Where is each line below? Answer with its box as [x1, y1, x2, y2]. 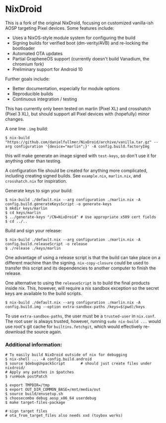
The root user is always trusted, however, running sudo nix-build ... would [5, 318, 161, 324]
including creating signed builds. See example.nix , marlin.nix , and [5, 172, 141, 179]
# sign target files [5, 409, 48, 414]
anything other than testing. [5, 158, 62, 164]
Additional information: [5, 341, 62, 348]
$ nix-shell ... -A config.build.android [5, 357, 92, 362]
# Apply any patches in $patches [5, 370, 74, 375]
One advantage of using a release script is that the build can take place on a [5, 254, 161, 261]
